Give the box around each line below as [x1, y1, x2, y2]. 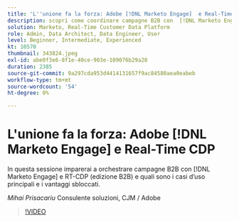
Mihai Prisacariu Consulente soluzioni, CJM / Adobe [7, 194, 161, 202]
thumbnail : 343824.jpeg [7, 50, 78, 57]
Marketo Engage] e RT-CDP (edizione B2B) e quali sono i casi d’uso [7, 172, 206, 181]
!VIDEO [24, 207, 46, 216]
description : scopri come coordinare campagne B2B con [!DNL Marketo [7, 17, 221, 24]
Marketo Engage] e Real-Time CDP [7, 141, 216, 157]
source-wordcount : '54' [7, 83, 78, 90]
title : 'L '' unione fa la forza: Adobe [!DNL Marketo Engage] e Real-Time [7, 10, 234, 18]
